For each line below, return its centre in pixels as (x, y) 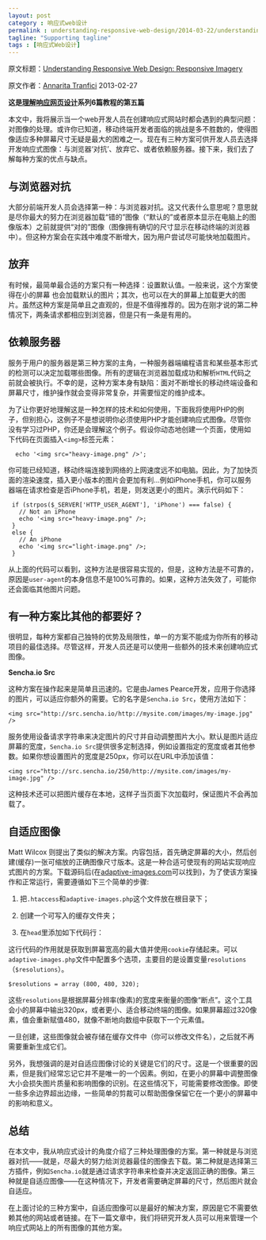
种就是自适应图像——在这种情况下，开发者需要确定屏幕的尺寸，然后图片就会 (133, 1181)
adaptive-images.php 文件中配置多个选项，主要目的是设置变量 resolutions (127, 959)
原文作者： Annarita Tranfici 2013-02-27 (73, 86)
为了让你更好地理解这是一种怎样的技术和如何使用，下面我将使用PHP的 (123, 409)
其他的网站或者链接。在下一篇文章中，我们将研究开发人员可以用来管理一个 (136, 1218)
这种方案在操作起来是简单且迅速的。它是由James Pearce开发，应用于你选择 (132, 689)
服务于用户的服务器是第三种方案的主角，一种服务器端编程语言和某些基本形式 (133, 363)
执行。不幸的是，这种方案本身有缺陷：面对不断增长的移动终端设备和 (146, 383)
